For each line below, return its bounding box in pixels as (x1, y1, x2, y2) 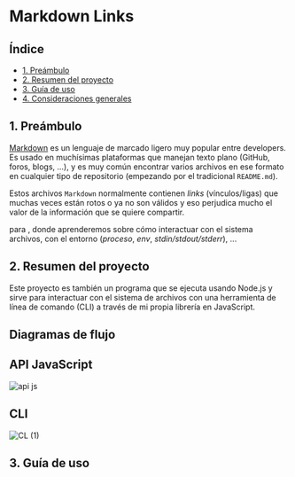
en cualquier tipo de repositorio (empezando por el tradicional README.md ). (9, 170, 278, 181)
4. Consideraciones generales (21, 93, 132, 104)
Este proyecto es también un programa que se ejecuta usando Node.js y (9, 282, 273, 293)
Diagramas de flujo (9, 327, 116, 342)
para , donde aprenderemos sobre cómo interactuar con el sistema (9, 223, 254, 234)
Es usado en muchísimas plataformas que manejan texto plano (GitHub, (9, 152, 270, 162)
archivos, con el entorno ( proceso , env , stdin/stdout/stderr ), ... (9, 233, 237, 244)
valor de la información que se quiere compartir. (9, 207, 185, 217)
